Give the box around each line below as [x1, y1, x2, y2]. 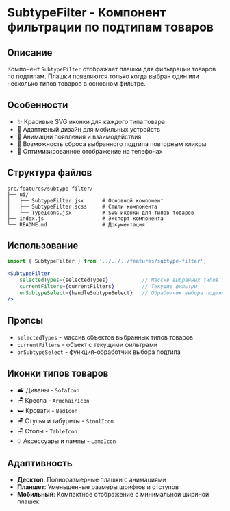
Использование [7, 240, 79, 252]
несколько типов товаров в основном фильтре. [7, 80, 146, 87]
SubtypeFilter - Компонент [7, 5, 166, 21]
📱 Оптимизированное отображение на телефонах [16, 147, 163, 155]
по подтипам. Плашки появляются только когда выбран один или [7, 72, 200, 80]
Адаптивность [7, 457, 73, 469]
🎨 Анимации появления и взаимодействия [16, 132, 142, 141]
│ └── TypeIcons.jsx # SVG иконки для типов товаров [7, 209, 194, 216]
